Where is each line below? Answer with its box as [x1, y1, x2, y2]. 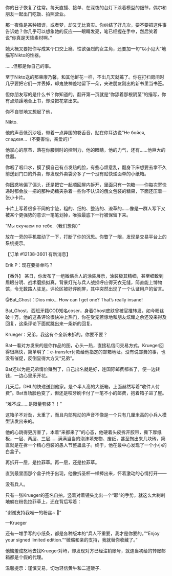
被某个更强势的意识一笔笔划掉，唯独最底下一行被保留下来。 [5, 212, 131, 218]
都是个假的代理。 [9, 554, 46, 560]
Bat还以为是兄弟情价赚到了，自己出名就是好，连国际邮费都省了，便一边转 [5, 366, 160, 372]
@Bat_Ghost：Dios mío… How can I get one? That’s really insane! [5, 297, 143, 302]
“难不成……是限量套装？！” [5, 401, 62, 407]
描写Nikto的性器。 [5, 52, 44, 58]
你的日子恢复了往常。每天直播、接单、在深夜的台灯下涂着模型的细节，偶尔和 [5, 5, 167, 10]
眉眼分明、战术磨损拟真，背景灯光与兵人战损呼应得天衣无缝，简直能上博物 [5, 279, 162, 285]
